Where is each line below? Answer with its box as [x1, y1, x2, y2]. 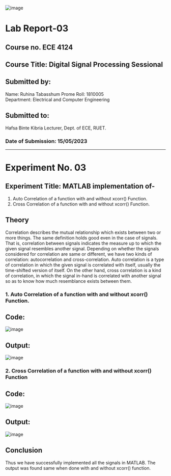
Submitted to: [5, 111, 49, 120]
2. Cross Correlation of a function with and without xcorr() [5, 367, 152, 375]
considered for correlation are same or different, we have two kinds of [5, 251, 153, 257]
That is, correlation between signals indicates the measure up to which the [5, 240, 162, 246]
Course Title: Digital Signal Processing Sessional [5, 60, 163, 69]
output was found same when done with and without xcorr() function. [5, 465, 151, 471]
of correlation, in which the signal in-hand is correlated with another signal [5, 273, 161, 279]
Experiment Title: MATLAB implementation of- [5, 182, 155, 191]
